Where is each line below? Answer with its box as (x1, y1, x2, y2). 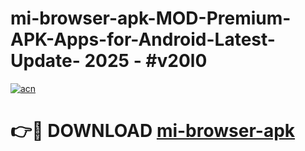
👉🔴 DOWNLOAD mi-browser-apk (10, 120, 296, 142)
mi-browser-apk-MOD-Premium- (10, 7, 292, 30)
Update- (10, 50, 81, 72)
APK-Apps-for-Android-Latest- (10, 28, 276, 51)
